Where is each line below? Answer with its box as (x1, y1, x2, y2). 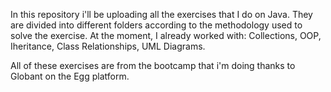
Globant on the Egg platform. (10, 70, 130, 82)
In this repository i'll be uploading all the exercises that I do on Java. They (10, 9, 313, 20)
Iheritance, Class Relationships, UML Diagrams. (10, 40, 206, 52)
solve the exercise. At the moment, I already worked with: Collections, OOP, (10, 30, 322, 41)
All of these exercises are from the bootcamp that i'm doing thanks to (10, 60, 296, 71)
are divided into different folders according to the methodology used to (10, 19, 303, 31)
